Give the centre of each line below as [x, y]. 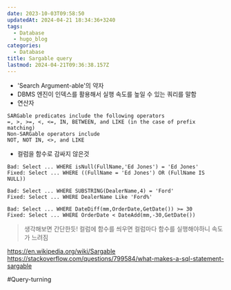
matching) [21, 128]
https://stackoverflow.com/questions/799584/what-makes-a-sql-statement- [115, 258]
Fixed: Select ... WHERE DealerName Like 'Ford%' [80, 197]
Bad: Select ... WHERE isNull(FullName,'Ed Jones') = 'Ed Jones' [103, 166]
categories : [24, 46]
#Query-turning [29, 279]
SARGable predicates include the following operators [86, 116]
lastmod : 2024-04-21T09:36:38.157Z [58, 65]
